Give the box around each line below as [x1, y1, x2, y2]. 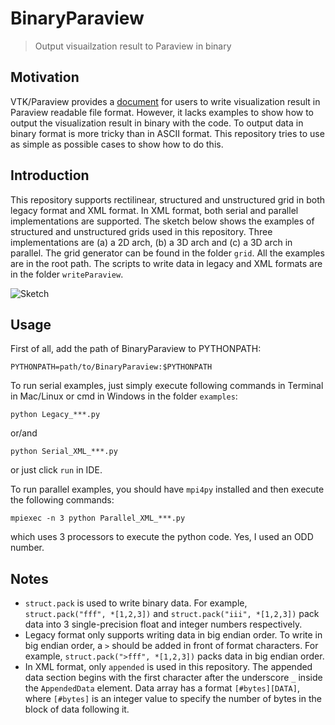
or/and [10, 427, 38, 439]
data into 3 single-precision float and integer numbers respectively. [24, 618, 303, 631]
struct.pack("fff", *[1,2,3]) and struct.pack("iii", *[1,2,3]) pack [24, 608, 320, 620]
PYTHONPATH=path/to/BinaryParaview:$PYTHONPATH [10, 362, 213, 372]
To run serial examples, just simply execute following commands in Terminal [10, 380, 324, 392]
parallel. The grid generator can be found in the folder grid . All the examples [10, 247, 325, 259]
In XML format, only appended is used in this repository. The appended [24, 661, 313, 673]
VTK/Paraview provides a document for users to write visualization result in [10, 95, 321, 107]
